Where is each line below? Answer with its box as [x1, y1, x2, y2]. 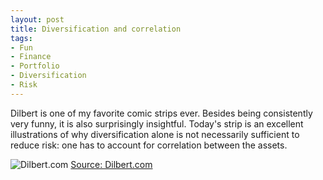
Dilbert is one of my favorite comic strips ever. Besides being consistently [10, 107, 313, 119]
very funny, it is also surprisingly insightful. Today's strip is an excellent [10, 117, 304, 130]
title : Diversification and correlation [10, 24, 182, 34]
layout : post [10, 14, 65, 25]
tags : [10, 33, 33, 43]
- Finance [10, 52, 52, 62]
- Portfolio [10, 61, 60, 71]
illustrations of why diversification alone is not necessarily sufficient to [10, 128, 300, 140]
